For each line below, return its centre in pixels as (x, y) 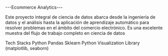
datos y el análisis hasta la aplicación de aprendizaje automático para (77, 22)
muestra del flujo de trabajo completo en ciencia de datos (65, 33)
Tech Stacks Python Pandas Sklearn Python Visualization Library (73, 43)
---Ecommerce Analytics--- (34, 7)
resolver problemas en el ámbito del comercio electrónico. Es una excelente (84, 28)
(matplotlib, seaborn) (27, 48)
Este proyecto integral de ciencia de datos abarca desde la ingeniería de (80, 17)
